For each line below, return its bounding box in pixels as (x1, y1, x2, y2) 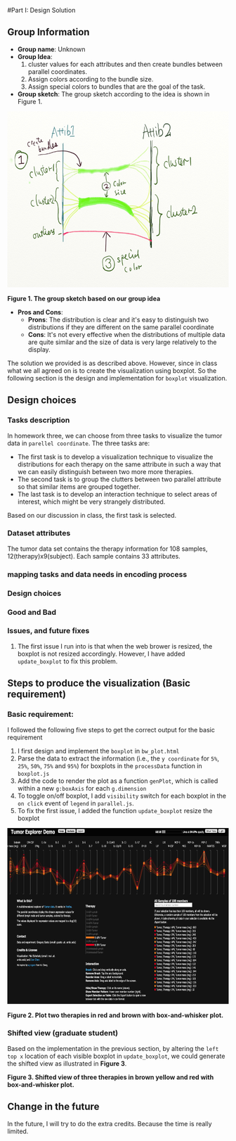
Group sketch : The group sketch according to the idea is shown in (17, 89, 210, 98)
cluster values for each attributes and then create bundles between (27, 60, 223, 68)
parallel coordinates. (27, 67, 88, 76)
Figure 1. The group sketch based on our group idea (7, 294, 161, 302)
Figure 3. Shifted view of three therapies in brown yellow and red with (7, 1073, 214, 1081)
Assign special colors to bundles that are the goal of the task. (27, 82, 206, 91)
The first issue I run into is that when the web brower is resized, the (17, 642, 213, 650)
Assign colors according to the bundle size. (27, 75, 154, 83)
